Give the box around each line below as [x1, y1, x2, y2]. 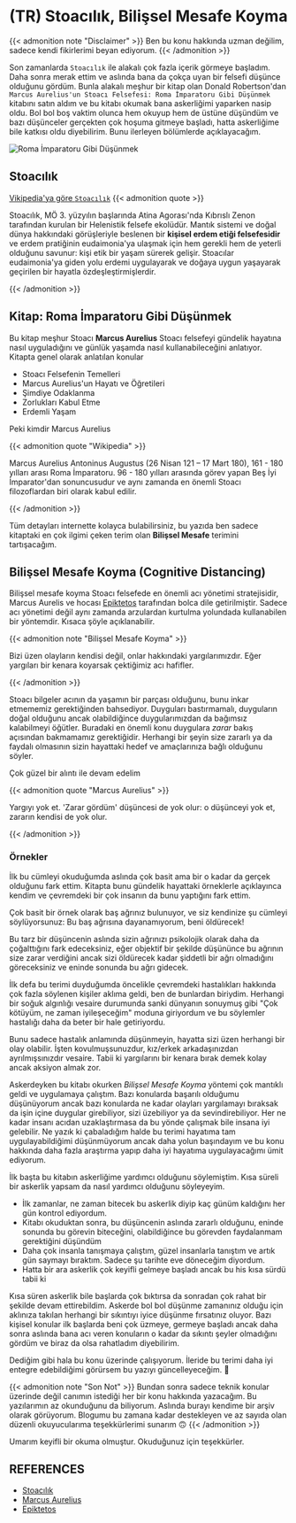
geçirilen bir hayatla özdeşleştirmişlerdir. [9, 266, 156, 276]
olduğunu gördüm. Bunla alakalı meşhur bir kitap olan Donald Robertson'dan [9, 81, 287, 91]
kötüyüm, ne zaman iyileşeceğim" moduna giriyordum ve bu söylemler [9, 1007, 265, 1017]
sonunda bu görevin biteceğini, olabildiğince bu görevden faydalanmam [21, 1226, 283, 1237]
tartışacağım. [9, 538, 57, 550]
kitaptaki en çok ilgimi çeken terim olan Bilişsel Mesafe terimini [9, 530, 239, 540]
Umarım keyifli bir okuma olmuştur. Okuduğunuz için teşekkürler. [9, 1436, 245, 1447]
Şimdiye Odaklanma [21, 387, 95, 398]
